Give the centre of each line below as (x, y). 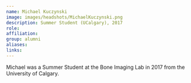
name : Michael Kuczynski (37, 12)
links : (14, 50)
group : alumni (24, 39)
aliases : (17, 45)
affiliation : (22, 34)
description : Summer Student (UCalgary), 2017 (64, 23)
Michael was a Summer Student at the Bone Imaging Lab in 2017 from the (96, 67)
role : (13, 28)
